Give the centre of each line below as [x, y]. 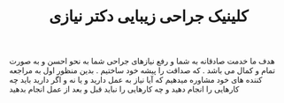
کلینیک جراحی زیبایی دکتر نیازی [149, 16]
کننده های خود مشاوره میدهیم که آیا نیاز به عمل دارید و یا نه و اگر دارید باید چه [136, 80]
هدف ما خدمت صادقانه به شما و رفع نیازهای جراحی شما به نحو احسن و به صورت [142, 61]
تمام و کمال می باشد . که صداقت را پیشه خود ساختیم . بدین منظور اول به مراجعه [142, 70]
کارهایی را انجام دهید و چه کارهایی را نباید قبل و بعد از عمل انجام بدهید [124, 89]
